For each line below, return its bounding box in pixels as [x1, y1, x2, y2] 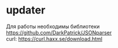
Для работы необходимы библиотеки [6, 23, 100, 30]
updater [6, 4, 46, 17]
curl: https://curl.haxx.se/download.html [6, 35, 103, 42]
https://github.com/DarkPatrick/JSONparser [6, 29, 112, 36]
